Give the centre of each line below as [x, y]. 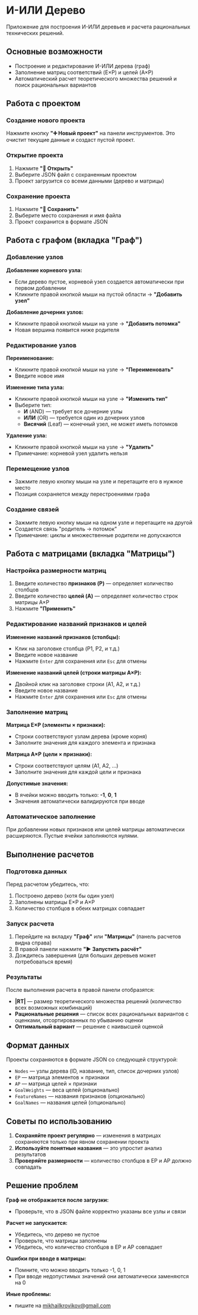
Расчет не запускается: [37, 1223]
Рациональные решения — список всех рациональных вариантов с [102, 1014]
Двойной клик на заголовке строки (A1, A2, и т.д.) [78, 684]
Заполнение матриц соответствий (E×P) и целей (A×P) [84, 72]
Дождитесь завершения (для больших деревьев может [85, 956]
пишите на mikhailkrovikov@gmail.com [63, 1306]
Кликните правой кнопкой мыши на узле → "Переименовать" [94, 370]
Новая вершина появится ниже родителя [67, 330]
